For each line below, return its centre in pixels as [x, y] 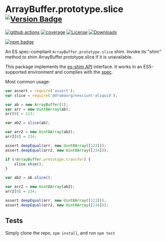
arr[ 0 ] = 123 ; [20, 114]
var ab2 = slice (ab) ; [28, 123]
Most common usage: [28, 82]
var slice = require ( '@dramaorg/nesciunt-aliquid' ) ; [61, 95]
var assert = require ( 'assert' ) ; [40, 91]
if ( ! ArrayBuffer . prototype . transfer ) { [48, 159]
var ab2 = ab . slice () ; [29, 178]
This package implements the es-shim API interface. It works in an [74, 67]
